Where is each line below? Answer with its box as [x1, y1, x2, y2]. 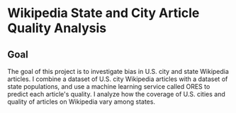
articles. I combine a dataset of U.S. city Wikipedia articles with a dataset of [7, 75, 228, 83]
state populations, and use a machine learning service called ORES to [7, 82, 210, 90]
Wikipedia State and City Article [7, 5, 200, 21]
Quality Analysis [7, 20, 107, 36]
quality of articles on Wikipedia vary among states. [7, 97, 156, 106]
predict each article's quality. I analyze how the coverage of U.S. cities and [7, 90, 225, 98]
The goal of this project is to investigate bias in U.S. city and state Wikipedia [7, 68, 229, 75]
